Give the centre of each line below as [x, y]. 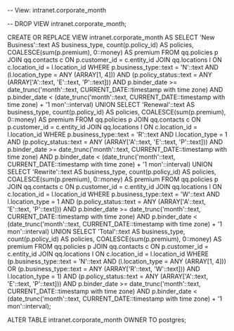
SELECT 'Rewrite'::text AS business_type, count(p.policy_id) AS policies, [112, 172]
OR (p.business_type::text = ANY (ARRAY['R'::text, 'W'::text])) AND [104, 269]
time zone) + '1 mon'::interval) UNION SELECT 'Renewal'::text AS [101, 104]
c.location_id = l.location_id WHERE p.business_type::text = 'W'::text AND [113, 194]
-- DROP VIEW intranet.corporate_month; [67, 24]
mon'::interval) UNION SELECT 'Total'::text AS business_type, [96, 232]
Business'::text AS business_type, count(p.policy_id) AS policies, [101, 45]
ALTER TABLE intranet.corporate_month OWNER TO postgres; [97, 320]
